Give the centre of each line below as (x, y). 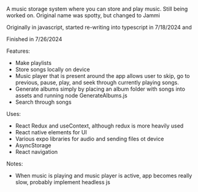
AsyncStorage (33, 145)
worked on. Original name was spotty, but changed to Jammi (83, 15)
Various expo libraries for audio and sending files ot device (89, 139)
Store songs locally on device (52, 69)
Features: (18, 51)
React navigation (36, 152)
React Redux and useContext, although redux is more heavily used (99, 126)
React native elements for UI (51, 132)
